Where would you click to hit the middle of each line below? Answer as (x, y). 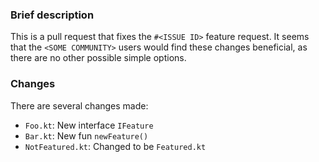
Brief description (52, 15)
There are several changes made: (79, 105)
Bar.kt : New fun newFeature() (86, 135)
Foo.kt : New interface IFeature (89, 125)
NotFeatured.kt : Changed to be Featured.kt (115, 146)
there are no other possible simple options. (98, 58)
